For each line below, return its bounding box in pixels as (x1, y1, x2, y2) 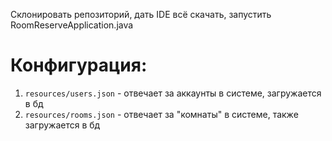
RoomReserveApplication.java (10, 19, 134, 31)
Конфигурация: (10, 54, 148, 77)
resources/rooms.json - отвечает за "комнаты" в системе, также (24, 108, 299, 120)
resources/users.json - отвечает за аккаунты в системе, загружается (24, 87, 322, 99)
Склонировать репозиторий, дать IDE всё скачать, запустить (10, 9, 272, 20)
